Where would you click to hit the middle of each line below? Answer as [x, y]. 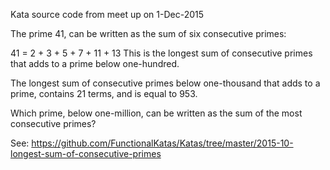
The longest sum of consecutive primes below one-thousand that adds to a [165, 83]
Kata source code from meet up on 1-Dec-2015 [107, 14]
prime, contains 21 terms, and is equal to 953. [104, 93]
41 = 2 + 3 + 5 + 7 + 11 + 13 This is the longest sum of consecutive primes [161, 53]
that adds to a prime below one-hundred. [95, 63]
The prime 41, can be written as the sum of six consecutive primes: [148, 33]
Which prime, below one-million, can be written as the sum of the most [156, 113]
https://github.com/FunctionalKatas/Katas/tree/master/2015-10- [162, 143]
